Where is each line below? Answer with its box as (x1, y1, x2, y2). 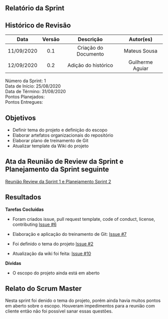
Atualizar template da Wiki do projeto (12, 143, 89, 149)
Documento (76, 51, 104, 58)
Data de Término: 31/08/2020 (5, 89, 66, 95)
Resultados (5, 193, 41, 202)
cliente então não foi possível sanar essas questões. (5, 308, 113, 314)
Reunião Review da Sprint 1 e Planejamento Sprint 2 (5, 178, 111, 184)
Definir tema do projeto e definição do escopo (12, 127, 107, 133)
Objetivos (5, 114, 36, 122)
